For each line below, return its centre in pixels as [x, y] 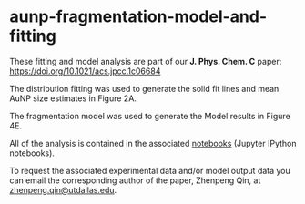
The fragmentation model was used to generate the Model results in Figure [150, 116]
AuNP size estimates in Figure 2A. [73, 98]
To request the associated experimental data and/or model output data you [150, 170]
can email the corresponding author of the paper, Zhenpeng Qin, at [135, 180]
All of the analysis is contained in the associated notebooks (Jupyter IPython [153, 143]
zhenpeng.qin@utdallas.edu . [63, 189]
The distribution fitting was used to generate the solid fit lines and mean [144, 88]
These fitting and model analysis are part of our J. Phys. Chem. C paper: [146, 61]
